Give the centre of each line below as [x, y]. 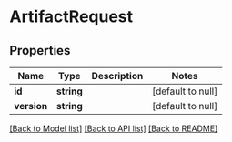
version [31, 106]
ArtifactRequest [71, 17]
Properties [40, 51]
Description [117, 76]
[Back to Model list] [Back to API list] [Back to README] [114, 128]
